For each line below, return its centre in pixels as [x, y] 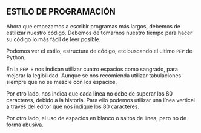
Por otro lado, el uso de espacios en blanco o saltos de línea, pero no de [96, 118]
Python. [16, 57]
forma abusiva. [25, 125]
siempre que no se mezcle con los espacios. [62, 82]
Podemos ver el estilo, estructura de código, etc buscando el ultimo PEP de [99, 51]
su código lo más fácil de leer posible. [54, 39]
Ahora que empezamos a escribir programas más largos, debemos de [93, 26]
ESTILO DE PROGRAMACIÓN [61, 12]
